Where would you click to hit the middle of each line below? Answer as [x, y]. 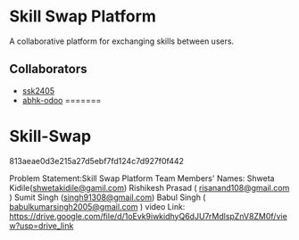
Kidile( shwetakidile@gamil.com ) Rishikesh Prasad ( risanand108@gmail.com [149, 187]
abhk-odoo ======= [62, 100]
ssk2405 [38, 90]
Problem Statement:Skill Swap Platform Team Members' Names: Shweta [142, 178]
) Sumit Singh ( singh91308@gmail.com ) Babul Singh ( [108, 197]
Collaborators [48, 69]
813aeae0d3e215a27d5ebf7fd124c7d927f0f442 [97, 161]
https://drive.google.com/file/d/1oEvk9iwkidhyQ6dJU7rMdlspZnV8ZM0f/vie [148, 216]
